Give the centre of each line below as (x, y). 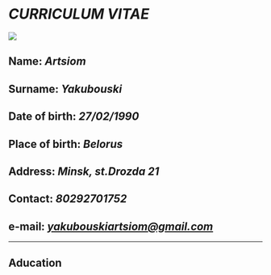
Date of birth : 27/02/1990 (74, 117)
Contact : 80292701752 (68, 199)
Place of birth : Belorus (66, 144)
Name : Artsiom (47, 61)
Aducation (35, 263)
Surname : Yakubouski (65, 89)
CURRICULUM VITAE (79, 14)
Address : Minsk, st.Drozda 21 (84, 171)
